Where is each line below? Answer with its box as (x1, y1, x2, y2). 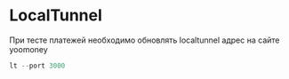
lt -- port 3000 (9, 61, 66, 70)
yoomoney (9, 43, 49, 54)
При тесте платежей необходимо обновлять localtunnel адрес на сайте (9, 35, 280, 45)
